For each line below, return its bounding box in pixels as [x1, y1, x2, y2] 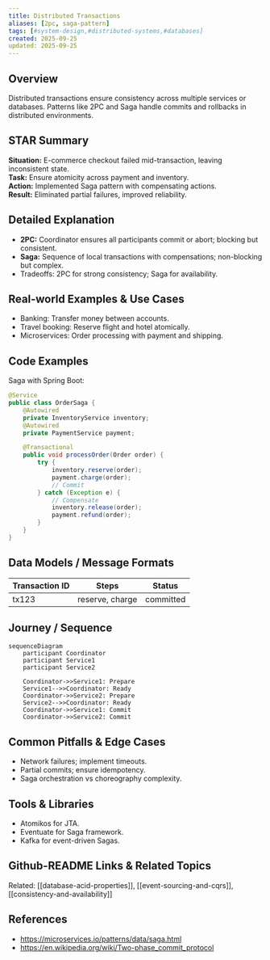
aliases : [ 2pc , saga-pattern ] [8, 19, 110, 27]
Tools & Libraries [8, 797, 94, 811]
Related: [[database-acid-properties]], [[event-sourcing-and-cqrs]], [8, 880, 234, 890]
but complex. [19, 260, 64, 270]
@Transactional [23, 444, 74, 452]
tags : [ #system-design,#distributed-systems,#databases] [8, 27, 204, 35]
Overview [8, 72, 59, 86]
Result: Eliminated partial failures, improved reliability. [8, 189, 187, 199]
